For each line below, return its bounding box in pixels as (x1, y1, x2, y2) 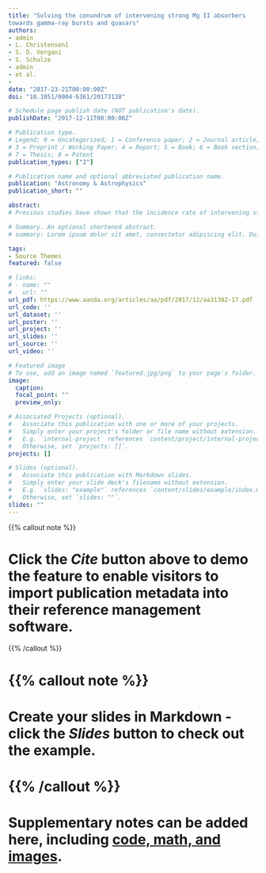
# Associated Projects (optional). (8, 413, 126, 421)
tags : (8, 245, 26, 253)
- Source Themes (8, 252, 62, 260)
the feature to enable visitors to (8, 567, 219, 585)
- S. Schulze (8, 56, 51, 64)
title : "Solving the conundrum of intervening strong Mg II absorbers (8, 11, 246, 20)
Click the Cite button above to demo (8, 550, 249, 568)
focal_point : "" (15, 391, 69, 399)
